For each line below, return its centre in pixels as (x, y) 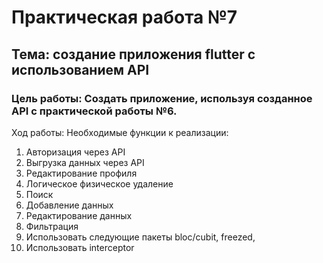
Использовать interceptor (80, 247)
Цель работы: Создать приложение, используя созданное (162, 98)
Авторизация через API (75, 152)
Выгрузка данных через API (85, 162)
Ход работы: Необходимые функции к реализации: (120, 132)
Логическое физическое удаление (99, 183)
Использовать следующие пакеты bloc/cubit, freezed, (140, 237)
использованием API (80, 69)
